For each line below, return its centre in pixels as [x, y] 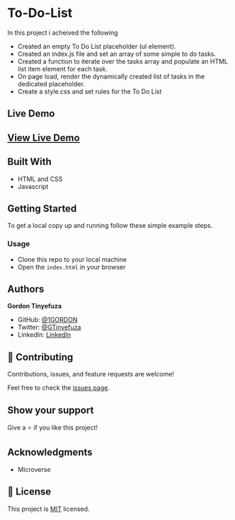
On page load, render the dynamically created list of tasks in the [111, 76]
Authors [26, 289]
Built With [29, 162]
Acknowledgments [50, 452]
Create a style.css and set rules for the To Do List [90, 91]
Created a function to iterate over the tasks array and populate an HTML [123, 61]
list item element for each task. [62, 69]
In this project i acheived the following [63, 33]
